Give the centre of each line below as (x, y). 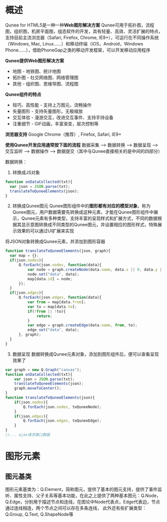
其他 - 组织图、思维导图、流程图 (45, 83)
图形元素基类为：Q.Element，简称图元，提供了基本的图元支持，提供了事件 (81, 489)
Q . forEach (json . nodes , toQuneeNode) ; (62, 407)
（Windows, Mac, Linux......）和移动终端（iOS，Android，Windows (74, 43)
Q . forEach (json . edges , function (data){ (60, 298)
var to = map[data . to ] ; (52, 307)
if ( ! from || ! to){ (46, 311)
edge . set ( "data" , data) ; (53, 330)
